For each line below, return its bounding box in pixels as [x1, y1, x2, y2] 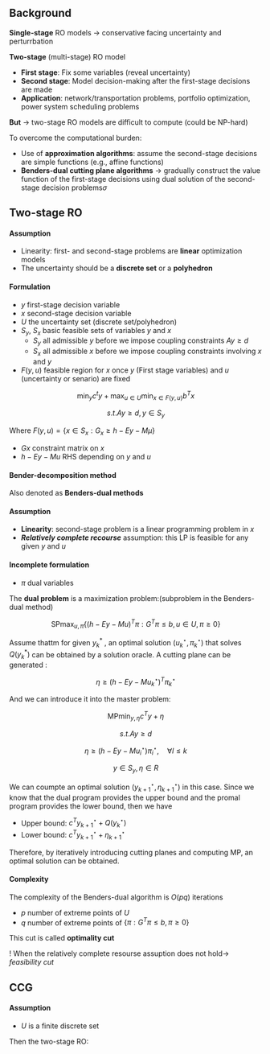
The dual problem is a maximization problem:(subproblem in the [9, 593, 222, 603]
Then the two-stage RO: [9, 1036, 89, 1046]
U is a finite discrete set [20, 1021, 100, 1031]
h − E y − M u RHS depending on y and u [20, 452, 151, 462]
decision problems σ [41, 183, 108, 192]
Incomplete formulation [9, 560, 90, 570]
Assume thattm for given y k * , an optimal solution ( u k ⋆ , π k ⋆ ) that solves [9, 636, 242, 649]
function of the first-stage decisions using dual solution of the [20, 174, 226, 183]
